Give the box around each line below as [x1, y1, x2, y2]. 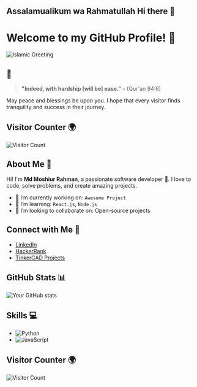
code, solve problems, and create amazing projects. [6, 182, 138, 189]
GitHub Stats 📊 [6, 272, 66, 283]
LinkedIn [15, 240, 37, 248]
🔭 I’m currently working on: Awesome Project [15, 194, 127, 201]
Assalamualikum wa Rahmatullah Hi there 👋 [6, 6, 176, 17]
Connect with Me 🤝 [6, 224, 81, 235]
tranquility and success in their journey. [6, 104, 106, 111]
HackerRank [15, 247, 46, 255]
